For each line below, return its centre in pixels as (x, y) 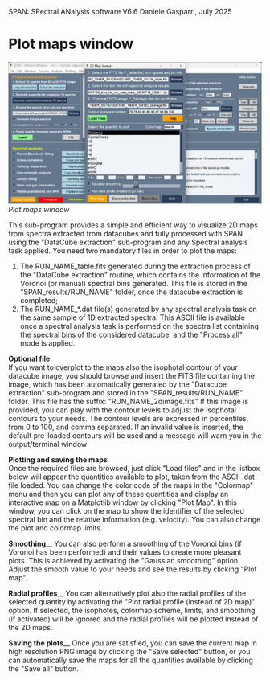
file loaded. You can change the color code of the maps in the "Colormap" (131, 485)
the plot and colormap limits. (55, 528)
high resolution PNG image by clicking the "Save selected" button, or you (129, 651)
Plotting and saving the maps (58, 459)
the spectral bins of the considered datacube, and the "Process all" (131, 334)
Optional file (29, 358)
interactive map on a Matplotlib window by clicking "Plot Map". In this (123, 502)
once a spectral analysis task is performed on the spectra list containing (139, 326)
